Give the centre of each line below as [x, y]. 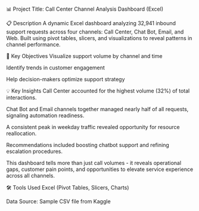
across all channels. [31, 175]
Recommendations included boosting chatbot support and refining [88, 145]
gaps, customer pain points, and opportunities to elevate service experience [100, 169]
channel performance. [33, 45]
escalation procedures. [35, 151]
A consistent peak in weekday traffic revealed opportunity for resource [93, 127]
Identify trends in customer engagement [56, 68]
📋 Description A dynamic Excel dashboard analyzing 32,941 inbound [91, 23]
